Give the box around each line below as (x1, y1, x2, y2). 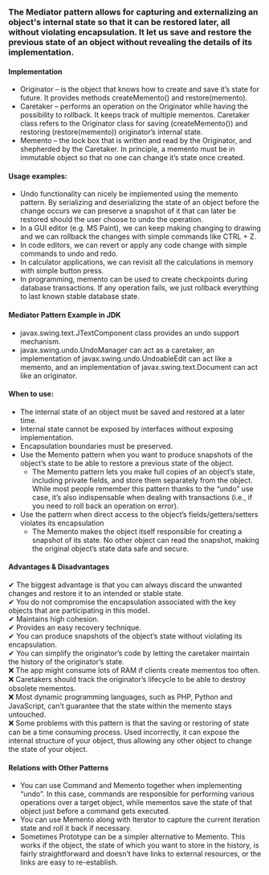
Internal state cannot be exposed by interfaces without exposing (19, 424, 234, 433)
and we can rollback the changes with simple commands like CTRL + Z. (19, 232, 257, 241)
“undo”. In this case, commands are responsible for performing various (19, 789, 255, 799)
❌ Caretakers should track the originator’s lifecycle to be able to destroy (8, 674, 247, 684)
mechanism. (19, 336, 61, 346)
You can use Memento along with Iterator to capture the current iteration (19, 815, 260, 824)
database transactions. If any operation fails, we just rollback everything (19, 283, 259, 293)
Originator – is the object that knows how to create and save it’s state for (19, 84, 259, 94)
